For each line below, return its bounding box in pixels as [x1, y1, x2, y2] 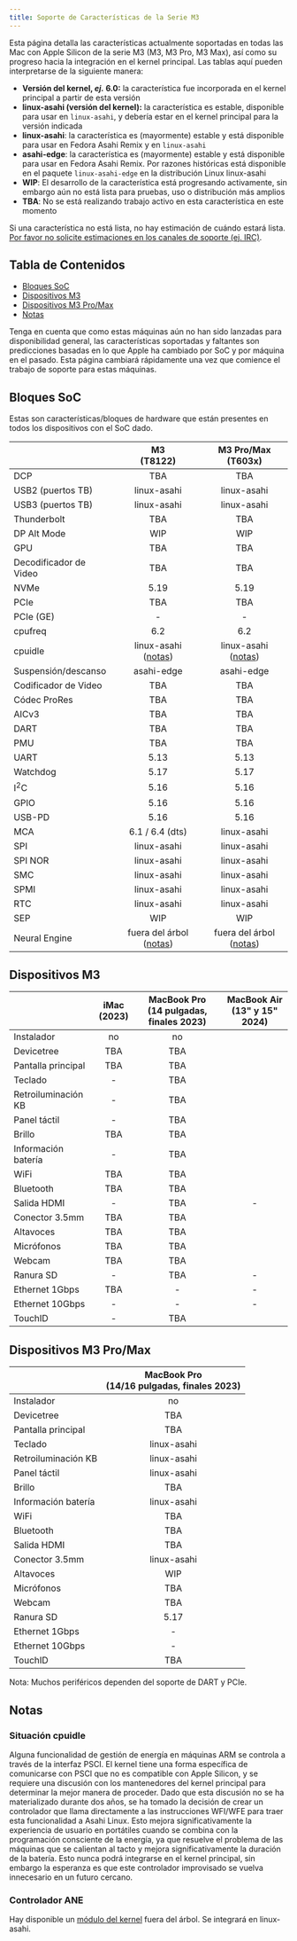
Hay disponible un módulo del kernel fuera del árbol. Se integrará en [9, 1914, 258, 1925]
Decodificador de [13, 556, 87, 568]
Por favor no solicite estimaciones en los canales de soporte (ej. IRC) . [9, 231, 263, 242]
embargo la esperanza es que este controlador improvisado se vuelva [9, 1862, 263, 1873]
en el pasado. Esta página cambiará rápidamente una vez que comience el [9, 355, 281, 365]
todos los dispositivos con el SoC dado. [9, 423, 153, 434]
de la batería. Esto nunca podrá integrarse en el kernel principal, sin [9, 1852, 256, 1863]
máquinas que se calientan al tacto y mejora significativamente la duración [9, 1843, 281, 1854]
